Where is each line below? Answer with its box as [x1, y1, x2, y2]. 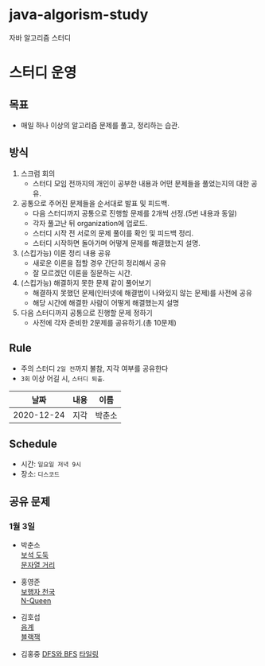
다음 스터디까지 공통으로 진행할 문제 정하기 [20, 308, 154, 317]
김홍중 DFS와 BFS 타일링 [20, 649, 99, 659]
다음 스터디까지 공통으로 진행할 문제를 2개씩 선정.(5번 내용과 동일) [32, 208, 237, 218]
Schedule [9, 437, 58, 450]
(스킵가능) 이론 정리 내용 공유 [20, 248, 111, 258]
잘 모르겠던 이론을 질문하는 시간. [32, 268, 133, 278]
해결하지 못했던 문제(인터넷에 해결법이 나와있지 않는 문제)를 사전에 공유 [32, 288, 253, 298]
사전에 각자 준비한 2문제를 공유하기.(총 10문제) [32, 317, 177, 327]
